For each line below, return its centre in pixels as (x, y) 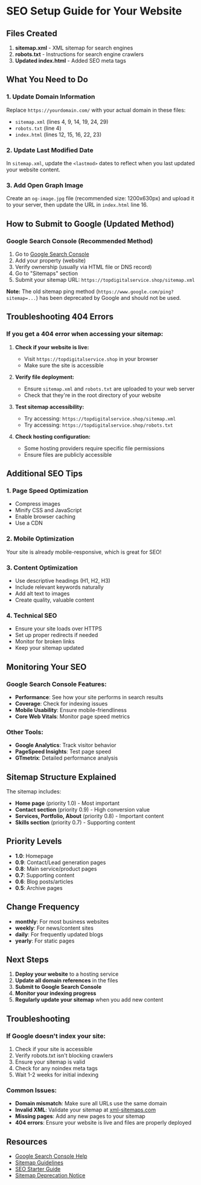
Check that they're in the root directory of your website (92, 395)
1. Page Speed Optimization (47, 491)
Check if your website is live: (52, 347)
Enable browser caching (45, 516)
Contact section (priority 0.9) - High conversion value (82, 810)
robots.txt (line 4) (38, 128)
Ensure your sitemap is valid (50, 1062)
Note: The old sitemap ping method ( (52, 291)
